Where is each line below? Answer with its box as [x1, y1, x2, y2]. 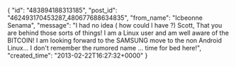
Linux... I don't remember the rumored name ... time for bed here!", [7, 44, 202, 52]
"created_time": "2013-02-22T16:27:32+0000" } [7, 51, 148, 60]
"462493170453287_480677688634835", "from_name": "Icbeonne [7, 13, 203, 22]
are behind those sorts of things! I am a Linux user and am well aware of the [7, 28, 229, 37]
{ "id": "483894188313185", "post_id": [7, 6, 118, 14]
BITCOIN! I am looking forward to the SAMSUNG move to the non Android [7, 36, 222, 45]
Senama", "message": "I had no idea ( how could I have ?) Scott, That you [7, 21, 223, 29]
